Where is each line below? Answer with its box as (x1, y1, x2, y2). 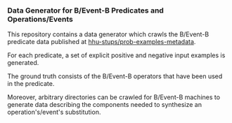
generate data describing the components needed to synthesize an (7, 101, 202, 109)
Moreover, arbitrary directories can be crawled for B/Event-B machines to (7, 93, 220, 101)
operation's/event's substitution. (7, 108, 101, 117)
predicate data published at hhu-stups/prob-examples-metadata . (7, 38, 196, 46)
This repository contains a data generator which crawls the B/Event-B (7, 30, 210, 38)
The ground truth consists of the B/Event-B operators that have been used (7, 72, 223, 80)
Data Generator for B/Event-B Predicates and (7, 6, 164, 15)
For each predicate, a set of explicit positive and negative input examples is (7, 51, 226, 59)
